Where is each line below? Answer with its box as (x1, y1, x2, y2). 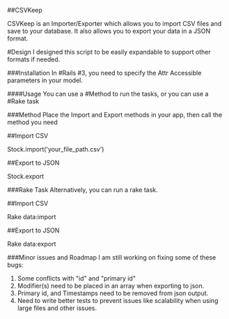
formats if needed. (7, 55, 61, 64)
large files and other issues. (17, 304, 97, 312)
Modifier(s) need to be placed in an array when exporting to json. (17, 282, 205, 290)
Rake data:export (7, 240, 56, 248)
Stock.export (7, 172, 45, 180)
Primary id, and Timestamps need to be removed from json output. (17, 289, 209, 297)
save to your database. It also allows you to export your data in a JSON (7, 27, 211, 35)
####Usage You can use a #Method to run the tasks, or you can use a (7, 90, 209, 98)
